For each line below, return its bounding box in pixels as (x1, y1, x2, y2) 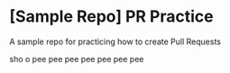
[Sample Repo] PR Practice (9, 6, 214, 27)
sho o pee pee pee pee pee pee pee (9, 53, 144, 64)
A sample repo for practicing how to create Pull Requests (9, 36, 221, 47)
